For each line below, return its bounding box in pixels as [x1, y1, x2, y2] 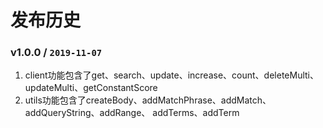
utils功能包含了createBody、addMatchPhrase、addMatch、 [24, 94, 272, 106]
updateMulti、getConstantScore [24, 82, 158, 94]
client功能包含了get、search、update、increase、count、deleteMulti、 [24, 69, 319, 81]
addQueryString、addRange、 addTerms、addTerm [24, 107, 240, 119]
